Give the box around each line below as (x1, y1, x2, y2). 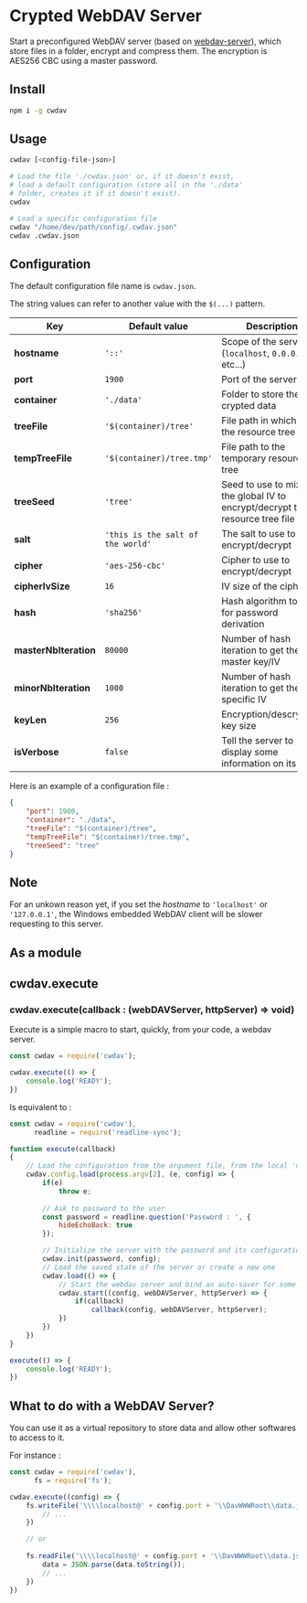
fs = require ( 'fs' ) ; (33, 1476, 112, 1485)
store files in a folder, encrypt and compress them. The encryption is (9, 45, 268, 56)
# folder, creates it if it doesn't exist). (9, 189, 182, 198)
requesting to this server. (9, 918, 103, 929)
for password (220, 606, 279, 619)
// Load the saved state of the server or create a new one (42, 1263, 276, 1272)
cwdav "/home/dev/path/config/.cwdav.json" (9, 222, 178, 231)
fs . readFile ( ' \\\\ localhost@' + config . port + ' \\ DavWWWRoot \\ (26, 1552, 272, 1561)
